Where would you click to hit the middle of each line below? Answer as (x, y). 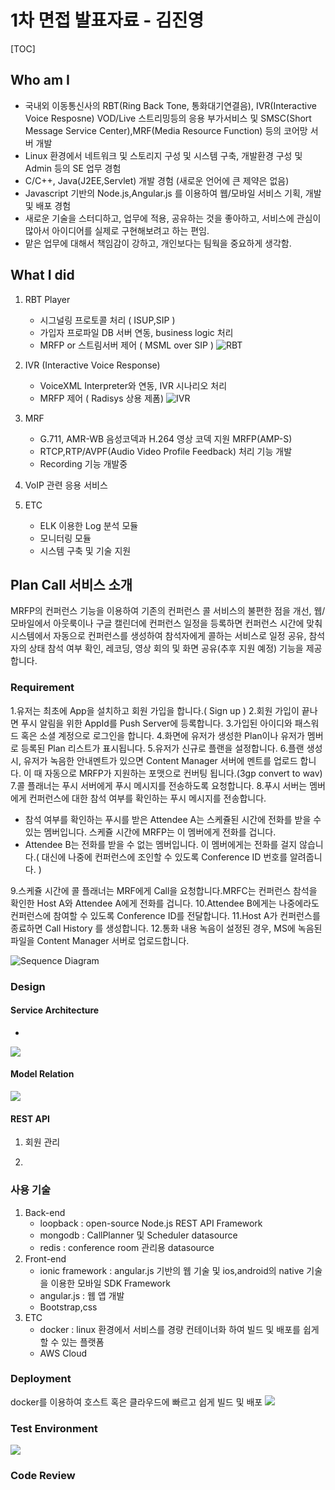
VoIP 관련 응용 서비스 (66, 485)
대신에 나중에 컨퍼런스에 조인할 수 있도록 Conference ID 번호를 (164, 857)
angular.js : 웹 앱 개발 (82, 1295)
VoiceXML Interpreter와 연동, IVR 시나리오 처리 (133, 385)
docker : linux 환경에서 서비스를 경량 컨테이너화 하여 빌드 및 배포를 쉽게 (179, 1329)
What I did (42, 275)
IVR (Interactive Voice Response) (92, 365)
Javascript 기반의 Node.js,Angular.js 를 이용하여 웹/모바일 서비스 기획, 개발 (173, 193)
